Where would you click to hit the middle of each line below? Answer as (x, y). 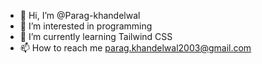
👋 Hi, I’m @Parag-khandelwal (80, 15)
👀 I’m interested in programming (86, 26)
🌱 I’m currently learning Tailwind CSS (96, 36)
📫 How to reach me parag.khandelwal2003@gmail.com (135, 48)
